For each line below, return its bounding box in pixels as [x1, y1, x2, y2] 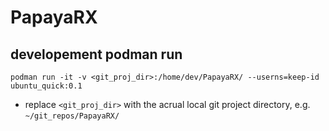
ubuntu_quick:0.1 [10, 81, 83, 91]
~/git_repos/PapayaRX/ [24, 111, 120, 121]
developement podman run [10, 46, 183, 63]
